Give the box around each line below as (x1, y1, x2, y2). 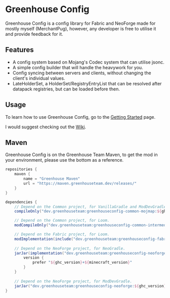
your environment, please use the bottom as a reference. (5, 157, 124, 163)
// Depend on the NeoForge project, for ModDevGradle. (14, 279, 133, 284)
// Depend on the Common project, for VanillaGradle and (14, 204, 137, 209)
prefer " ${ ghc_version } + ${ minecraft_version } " (32, 260, 133, 265)
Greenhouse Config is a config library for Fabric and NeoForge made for (5, 20, 156, 26)
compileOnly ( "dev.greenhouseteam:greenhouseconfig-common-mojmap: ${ (14, 209, 162, 214)
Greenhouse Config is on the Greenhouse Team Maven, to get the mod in (5, 152, 158, 158)
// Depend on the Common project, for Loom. (14, 218, 110, 223)
